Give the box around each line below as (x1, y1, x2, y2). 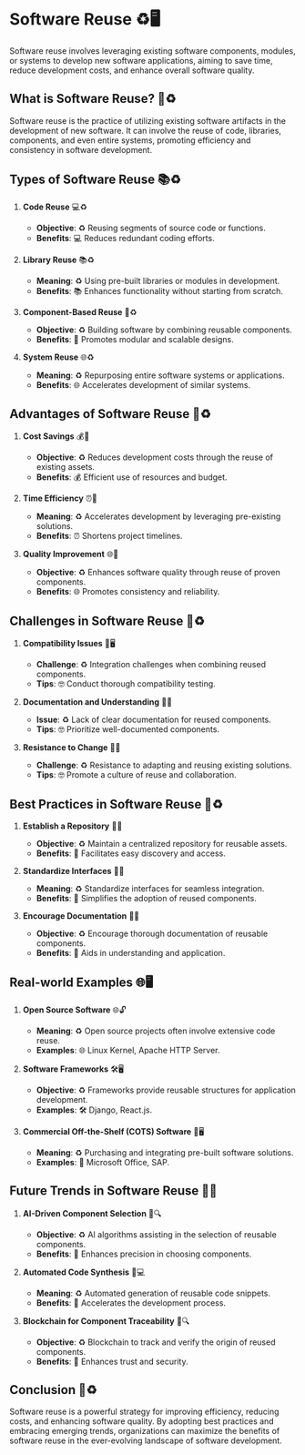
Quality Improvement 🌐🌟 (22, 549, 119, 560)
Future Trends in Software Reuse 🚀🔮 (9, 1183, 218, 1199)
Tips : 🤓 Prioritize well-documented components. (36, 724, 220, 735)
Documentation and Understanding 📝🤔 (22, 697, 173, 707)
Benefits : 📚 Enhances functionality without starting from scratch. (36, 285, 284, 296)
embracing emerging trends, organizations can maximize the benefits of (9, 1426, 280, 1437)
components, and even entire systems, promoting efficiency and (9, 135, 251, 146)
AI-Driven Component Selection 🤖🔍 (22, 1207, 162, 1218)
